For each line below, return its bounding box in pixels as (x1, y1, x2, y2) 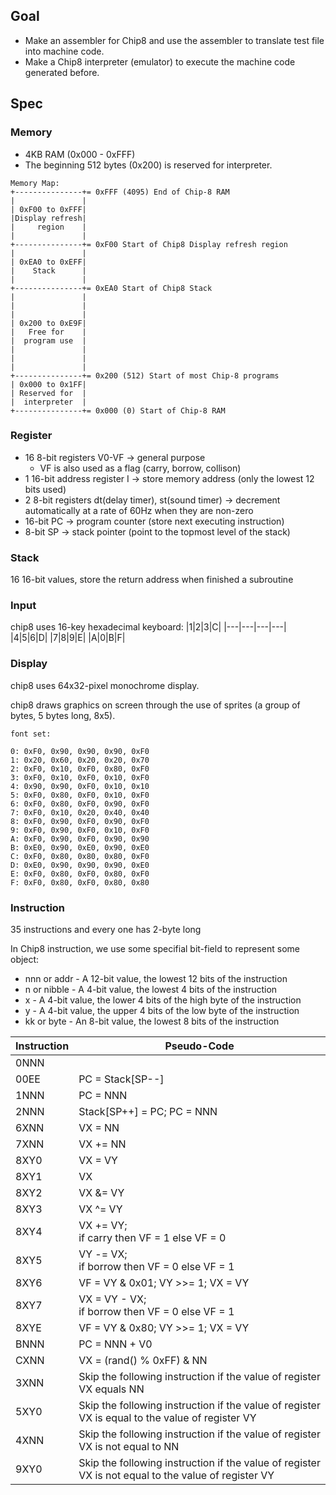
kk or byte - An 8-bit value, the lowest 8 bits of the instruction (24, 1015, 280, 1027)
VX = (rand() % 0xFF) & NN (78, 1353, 208, 1367)
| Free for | (10, 327, 87, 337)
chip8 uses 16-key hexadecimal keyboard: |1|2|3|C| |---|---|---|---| (10, 621, 287, 633)
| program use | (10, 335, 87, 346)
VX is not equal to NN (78, 1439, 180, 1453)
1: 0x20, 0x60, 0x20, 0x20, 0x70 (10, 755, 150, 765)
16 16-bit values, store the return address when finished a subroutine (10, 574, 294, 586)
